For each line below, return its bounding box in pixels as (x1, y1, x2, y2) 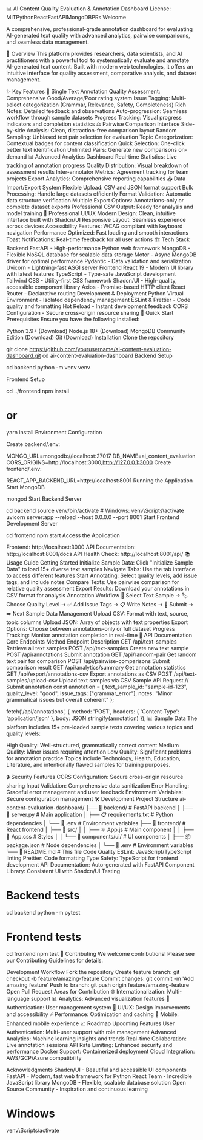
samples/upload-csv (6, 676, 58, 684)
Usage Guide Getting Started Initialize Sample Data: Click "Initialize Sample (6, 558, 193, 566)
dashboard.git (6, 352, 41, 359)
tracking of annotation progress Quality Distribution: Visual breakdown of (6, 162, 189, 169)
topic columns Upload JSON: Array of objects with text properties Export (6, 619, 188, 626)
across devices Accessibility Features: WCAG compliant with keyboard (6, 222, 183, 230)
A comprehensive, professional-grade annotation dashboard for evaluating (6, 26, 193, 32)
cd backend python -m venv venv (6, 364, 91, 371)
